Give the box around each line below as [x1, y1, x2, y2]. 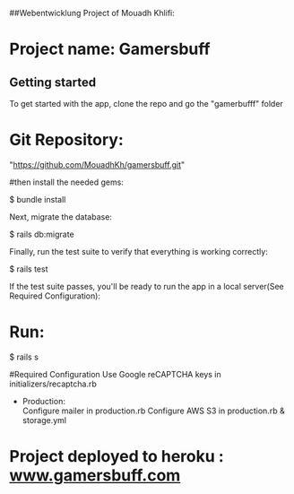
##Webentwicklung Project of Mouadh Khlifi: [9, 8, 175, 18]
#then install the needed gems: [9, 177, 124, 187]
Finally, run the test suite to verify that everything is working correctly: [9, 246, 269, 256]
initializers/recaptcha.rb [9, 378, 97, 389]
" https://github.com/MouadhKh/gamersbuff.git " [9, 159, 186, 169]
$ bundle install [9, 194, 66, 204]
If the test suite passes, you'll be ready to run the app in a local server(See [9, 281, 284, 291]
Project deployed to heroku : [9, 446, 224, 467]
